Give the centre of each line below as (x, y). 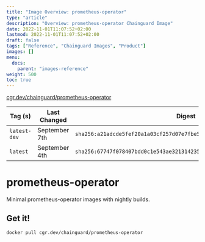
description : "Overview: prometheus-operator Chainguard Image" (90, 23)
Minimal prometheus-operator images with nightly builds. (78, 199)
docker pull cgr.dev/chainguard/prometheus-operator (75, 232)
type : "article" (27, 18)
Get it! (18, 219)
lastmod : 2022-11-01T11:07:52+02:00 (53, 35)
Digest (186, 116)
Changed (53, 120)
